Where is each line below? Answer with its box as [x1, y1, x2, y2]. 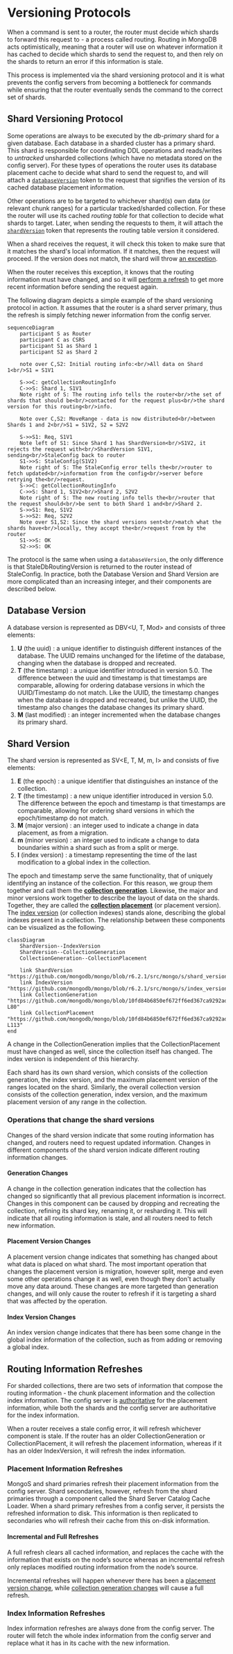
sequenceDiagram [7, 324, 54, 331]
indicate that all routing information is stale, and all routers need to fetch [7, 1214, 213, 1222]
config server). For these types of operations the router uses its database [7, 161, 217, 169]
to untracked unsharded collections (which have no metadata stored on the [7, 153, 223, 162]
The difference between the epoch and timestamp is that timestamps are [17, 799, 226, 808]
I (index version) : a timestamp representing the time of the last [17, 851, 198, 859]
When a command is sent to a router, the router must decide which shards [7, 28, 219, 36]
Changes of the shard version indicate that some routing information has [7, 1130, 215, 1139]
